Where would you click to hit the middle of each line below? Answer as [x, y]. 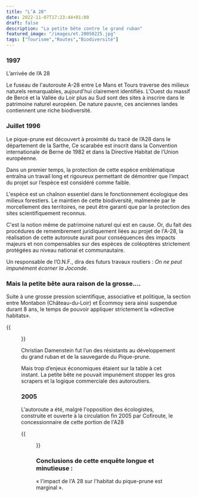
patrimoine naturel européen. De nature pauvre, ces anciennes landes [92, 104]
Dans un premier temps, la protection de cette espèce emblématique [91, 170]
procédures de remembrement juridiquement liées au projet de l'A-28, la [95, 231]
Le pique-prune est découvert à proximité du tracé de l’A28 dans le [89, 139]
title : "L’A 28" [26, 12]
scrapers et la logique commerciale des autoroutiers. [86, 381]
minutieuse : [55, 468]
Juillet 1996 [23, 126]
